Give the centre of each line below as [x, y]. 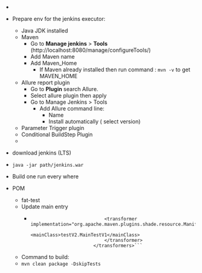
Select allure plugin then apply [68, 96]
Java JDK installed [45, 31]
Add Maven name [52, 56]
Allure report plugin [45, 82]
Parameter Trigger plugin [52, 128]
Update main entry [45, 206]
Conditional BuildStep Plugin [57, 134]
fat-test [31, 200]
